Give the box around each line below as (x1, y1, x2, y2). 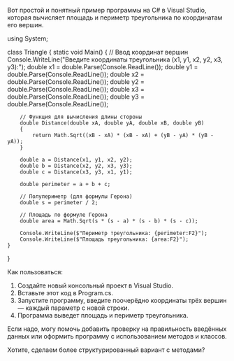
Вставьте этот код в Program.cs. (17, 289, 114, 297)
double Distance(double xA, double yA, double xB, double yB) (20, 120, 205, 127)
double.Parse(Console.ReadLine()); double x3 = (7, 85, 145, 93)
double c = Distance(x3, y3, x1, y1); (20, 169, 133, 176)
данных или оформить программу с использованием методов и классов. (7, 332, 227, 340)
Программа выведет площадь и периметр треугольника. (17, 311, 189, 319)
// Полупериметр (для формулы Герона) (20, 193, 133, 200)
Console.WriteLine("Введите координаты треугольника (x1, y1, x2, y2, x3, (7, 55, 223, 64)
